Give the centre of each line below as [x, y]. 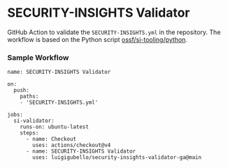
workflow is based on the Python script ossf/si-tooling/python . [97, 39]
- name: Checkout [51, 139]
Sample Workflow [38, 57]
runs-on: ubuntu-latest [55, 127]
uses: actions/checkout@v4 [72, 145]
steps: [29, 133]
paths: [29, 97]
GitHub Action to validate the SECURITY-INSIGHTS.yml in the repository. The [114, 32]
